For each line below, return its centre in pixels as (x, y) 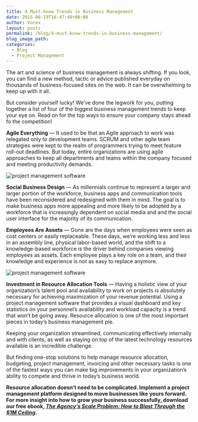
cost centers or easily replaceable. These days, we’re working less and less (98, 236)
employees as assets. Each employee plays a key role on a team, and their (97, 255)
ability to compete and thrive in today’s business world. (73, 376)
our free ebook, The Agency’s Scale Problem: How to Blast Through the (95, 406)
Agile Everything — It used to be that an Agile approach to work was (90, 133)
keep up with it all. (28, 91)
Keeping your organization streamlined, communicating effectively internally (99, 333)
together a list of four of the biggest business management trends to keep (96, 109)
